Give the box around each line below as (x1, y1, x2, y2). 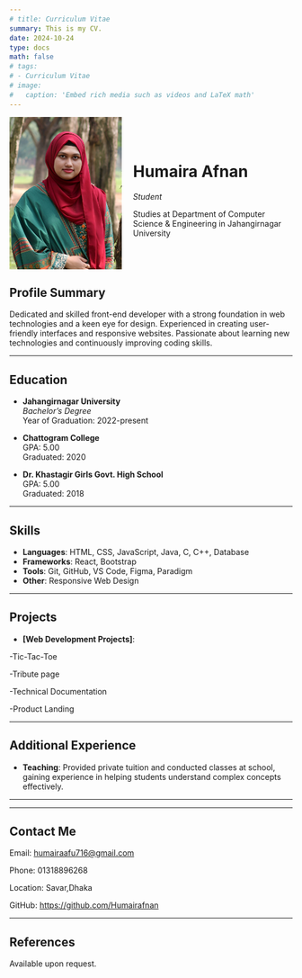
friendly (9, 328, 39, 339)
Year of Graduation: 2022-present (22, 415, 149, 426)
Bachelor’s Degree (22, 406, 92, 417)
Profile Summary (9, 284, 106, 301)
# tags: (9, 62, 39, 71)
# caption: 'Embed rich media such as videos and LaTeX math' (9, 90, 255, 99)
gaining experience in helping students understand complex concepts (22, 771, 281, 782)
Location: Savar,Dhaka (9, 883, 93, 893)
